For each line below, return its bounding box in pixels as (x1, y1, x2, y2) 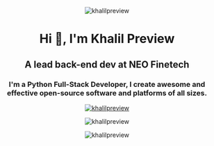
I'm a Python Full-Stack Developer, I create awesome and (8, 79, 206, 89)
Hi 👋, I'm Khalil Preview (39, 31, 175, 47)
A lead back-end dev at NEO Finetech (24, 58, 190, 70)
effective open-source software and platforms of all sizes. (6, 88, 208, 97)
